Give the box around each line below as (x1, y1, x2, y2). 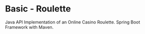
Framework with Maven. (5, 24, 54, 30)
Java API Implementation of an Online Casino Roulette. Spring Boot (5, 19, 141, 25)
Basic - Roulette (5, 3, 71, 14)
